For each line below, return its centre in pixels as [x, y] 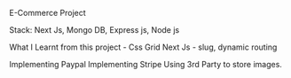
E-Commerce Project [47, 13]
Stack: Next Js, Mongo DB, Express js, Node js [94, 30]
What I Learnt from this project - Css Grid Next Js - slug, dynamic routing [143, 47]
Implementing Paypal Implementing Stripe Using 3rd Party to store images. [145, 64]
